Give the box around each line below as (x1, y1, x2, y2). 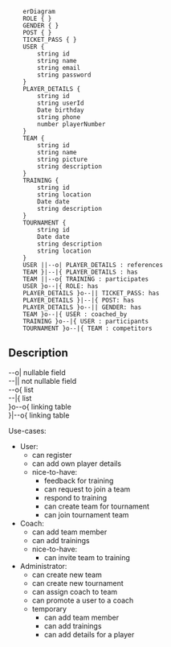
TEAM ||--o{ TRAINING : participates (22, 275, 149, 283)
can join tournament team (43, 509, 129, 519)
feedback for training (43, 476, 114, 485)
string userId (37, 99, 84, 107)
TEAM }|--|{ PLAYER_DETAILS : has (22, 268, 138, 276)
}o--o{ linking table (8, 402, 72, 411)
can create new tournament (31, 578, 124, 587)
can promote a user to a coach (31, 595, 134, 605)
